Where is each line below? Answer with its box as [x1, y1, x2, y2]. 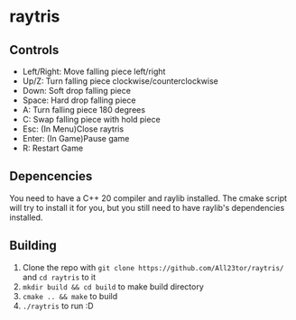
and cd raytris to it [22, 271, 97, 282]
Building [9, 238, 57, 253]
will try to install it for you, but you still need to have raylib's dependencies [9, 202, 285, 213]
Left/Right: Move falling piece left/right [22, 66, 166, 77]
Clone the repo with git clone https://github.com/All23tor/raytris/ [22, 261, 284, 272]
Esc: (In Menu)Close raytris [22, 123, 125, 134]
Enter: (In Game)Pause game [22, 133, 130, 143]
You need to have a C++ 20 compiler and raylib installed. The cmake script [9, 192, 287, 204]
